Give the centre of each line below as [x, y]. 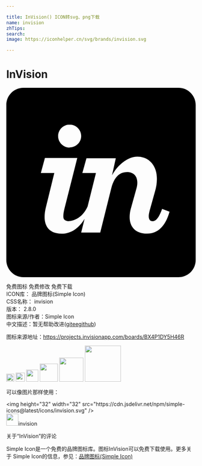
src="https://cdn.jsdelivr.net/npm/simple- [133, 404]
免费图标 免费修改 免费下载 [39, 287]
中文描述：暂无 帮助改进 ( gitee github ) [51, 324]
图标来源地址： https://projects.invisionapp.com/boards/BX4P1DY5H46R [95, 337]
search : [16, 34]
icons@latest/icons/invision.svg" [47, 411]
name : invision [25, 23]
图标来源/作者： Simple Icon [40, 317]
